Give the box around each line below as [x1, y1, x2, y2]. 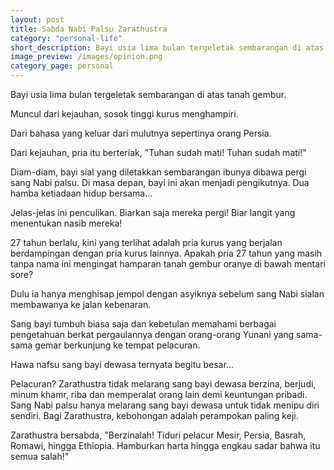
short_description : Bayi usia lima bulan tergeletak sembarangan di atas [10, 42, 325, 53]
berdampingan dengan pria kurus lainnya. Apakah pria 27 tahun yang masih [10, 247, 323, 259]
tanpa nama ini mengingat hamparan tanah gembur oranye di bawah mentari [10, 258, 326, 270]
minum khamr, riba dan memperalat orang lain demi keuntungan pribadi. [10, 389, 308, 400]
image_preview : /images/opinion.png [10, 52, 163, 62]
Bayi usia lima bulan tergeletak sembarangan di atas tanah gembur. [10, 89, 287, 100]
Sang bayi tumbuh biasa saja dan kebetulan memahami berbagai [10, 318, 277, 330]
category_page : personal [10, 61, 114, 71]
